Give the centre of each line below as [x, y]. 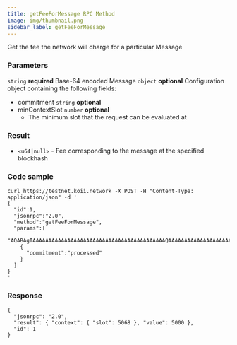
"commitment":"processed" [64, 253]
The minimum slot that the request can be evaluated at [107, 117]
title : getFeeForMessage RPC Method [61, 14]
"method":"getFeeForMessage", [58, 222]
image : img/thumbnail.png [45, 21]
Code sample [31, 176]
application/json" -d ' [42, 198]
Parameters [28, 66]
